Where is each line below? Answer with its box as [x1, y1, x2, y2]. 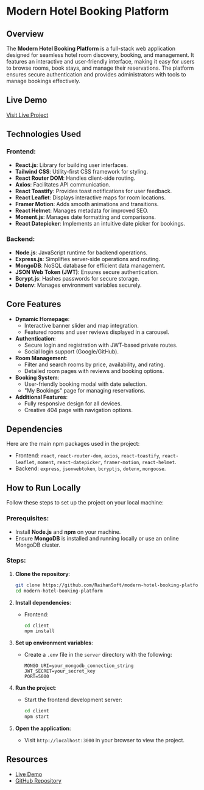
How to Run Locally [6, 482, 81, 493]
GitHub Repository [15, 777, 62, 784]
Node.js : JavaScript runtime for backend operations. [15, 249, 148, 256]
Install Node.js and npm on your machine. [15, 528, 121, 536]
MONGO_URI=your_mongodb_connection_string [24, 663, 134, 669]
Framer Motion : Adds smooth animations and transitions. [15, 200, 159, 207]
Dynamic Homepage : [15, 315, 70, 322]
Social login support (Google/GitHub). [24, 347, 119, 355]
